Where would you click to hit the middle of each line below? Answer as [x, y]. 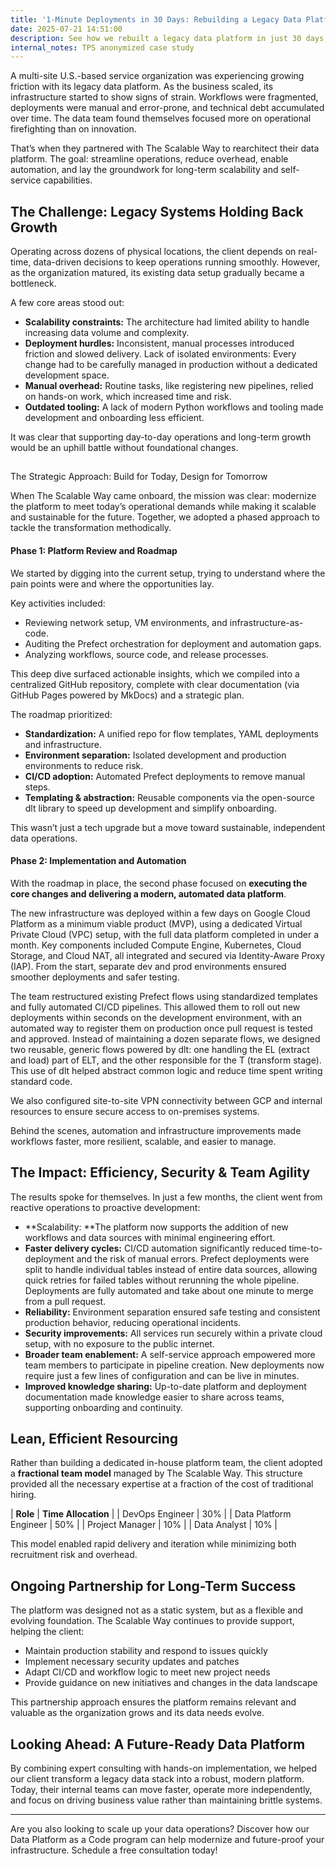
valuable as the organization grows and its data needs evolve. [137, 1713]
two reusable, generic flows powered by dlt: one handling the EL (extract [160, 1049]
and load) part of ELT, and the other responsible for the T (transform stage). [166, 1060]
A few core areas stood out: [67, 303]
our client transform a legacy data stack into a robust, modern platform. [157, 1779]
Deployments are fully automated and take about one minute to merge [169, 1290]
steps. [37, 787]
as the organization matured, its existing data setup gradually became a [157, 273]
